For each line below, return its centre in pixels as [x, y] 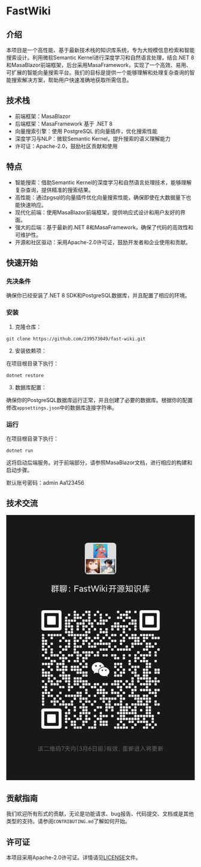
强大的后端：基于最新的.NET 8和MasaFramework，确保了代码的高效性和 [104, 227]
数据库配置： [31, 387]
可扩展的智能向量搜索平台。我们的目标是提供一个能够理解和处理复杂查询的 [98, 72]
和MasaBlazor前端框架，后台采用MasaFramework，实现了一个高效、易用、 [99, 65]
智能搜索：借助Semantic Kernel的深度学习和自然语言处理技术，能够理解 [103, 182]
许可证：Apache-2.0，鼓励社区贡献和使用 [66, 146]
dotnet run [20, 451]
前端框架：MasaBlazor [42, 116]
